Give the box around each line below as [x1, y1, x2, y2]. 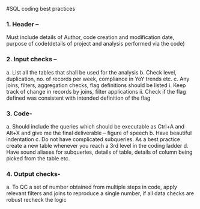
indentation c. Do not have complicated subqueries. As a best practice [6, 135, 180, 143]
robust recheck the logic [6, 196, 67, 204]
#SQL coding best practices [6, 5, 76, 12]
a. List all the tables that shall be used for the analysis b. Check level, [6, 68, 177, 76]
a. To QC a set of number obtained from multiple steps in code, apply [6, 183, 177, 191]
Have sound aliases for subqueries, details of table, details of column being [6, 148, 193, 156]
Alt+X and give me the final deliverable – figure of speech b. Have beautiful [6, 129, 192, 136]
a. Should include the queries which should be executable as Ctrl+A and [6, 123, 185, 130]
